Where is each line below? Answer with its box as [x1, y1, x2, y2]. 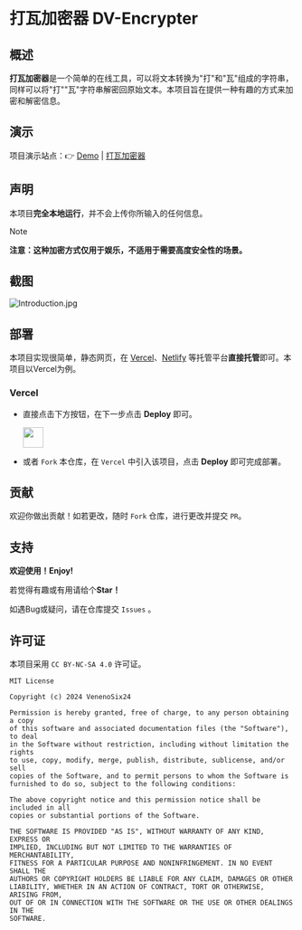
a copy [9, 716, 34, 725]
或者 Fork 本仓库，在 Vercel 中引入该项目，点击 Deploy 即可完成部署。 [22, 456, 287, 467]
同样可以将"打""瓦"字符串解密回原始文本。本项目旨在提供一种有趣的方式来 [9, 84, 287, 95]
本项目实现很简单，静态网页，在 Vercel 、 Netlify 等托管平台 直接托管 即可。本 [9, 352, 292, 363]
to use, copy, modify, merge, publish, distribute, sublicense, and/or [9, 755, 285, 764]
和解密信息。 [16, 96, 65, 106]
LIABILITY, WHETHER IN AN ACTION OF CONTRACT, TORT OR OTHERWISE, [9, 882, 265, 891]
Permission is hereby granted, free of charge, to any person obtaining [9, 707, 289, 717]
